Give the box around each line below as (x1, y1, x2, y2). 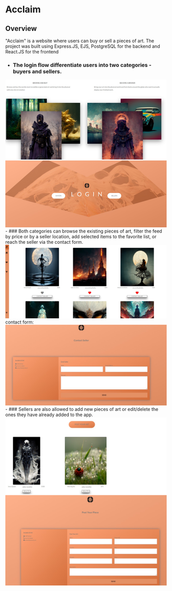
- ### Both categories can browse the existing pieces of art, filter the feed (5, 228, 162, 235)
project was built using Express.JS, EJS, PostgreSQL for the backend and (5, 43, 160, 49)
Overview (5, 24, 37, 33)
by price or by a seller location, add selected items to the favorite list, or (5, 234, 157, 240)
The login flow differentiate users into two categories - (12, 61, 152, 68)
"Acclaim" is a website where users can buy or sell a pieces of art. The (5, 38, 155, 44)
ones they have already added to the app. (5, 411, 93, 418)
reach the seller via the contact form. (5, 239, 83, 245)
